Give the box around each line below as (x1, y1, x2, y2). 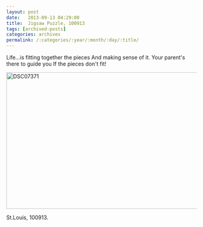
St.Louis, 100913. (6, 214, 49, 221)
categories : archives (6, 32, 61, 38)
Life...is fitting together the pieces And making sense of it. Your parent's (6, 54, 185, 61)
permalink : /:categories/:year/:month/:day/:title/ (6, 37, 139, 43)
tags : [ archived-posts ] (6, 25, 66, 32)
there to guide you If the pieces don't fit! (6, 60, 107, 67)
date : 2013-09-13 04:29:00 (6, 15, 80, 21)
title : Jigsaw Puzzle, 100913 (6, 20, 85, 26)
